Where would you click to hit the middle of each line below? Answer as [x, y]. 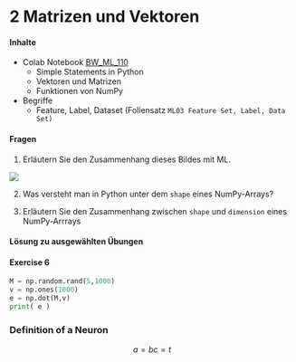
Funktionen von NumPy [80, 91]
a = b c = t [152, 349]
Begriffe [38, 100]
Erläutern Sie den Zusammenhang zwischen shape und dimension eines [155, 211]
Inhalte [23, 42]
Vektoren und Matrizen [79, 81]
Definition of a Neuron [59, 329]
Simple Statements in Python [90, 72]
